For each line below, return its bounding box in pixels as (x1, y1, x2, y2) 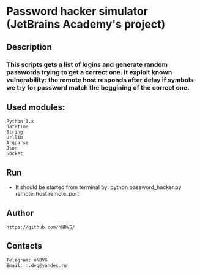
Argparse (6, 140, 29, 146)
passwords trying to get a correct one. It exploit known (6, 68, 172, 76)
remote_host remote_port (15, 190, 80, 198)
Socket (6, 150, 23, 157)
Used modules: (6, 102, 65, 112)
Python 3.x (6, 118, 34, 125)
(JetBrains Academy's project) (6, 17, 166, 31)
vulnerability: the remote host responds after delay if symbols (6, 76, 194, 84)
